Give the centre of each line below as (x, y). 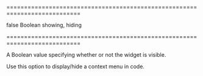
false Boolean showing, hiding (44, 25)
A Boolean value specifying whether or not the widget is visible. (86, 55)
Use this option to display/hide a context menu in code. (76, 66)
